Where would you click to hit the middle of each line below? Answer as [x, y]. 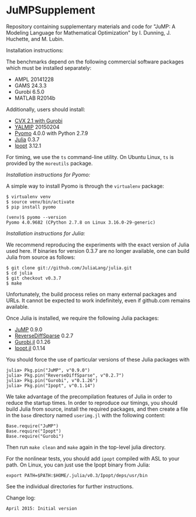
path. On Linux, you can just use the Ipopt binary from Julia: [78, 465]
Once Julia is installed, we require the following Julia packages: [82, 318]
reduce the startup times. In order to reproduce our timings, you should [92, 403]
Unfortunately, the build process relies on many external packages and [91, 294]
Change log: [21, 498]
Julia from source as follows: [41, 257]
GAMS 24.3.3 [30, 85]
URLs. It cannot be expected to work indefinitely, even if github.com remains [98, 300]
